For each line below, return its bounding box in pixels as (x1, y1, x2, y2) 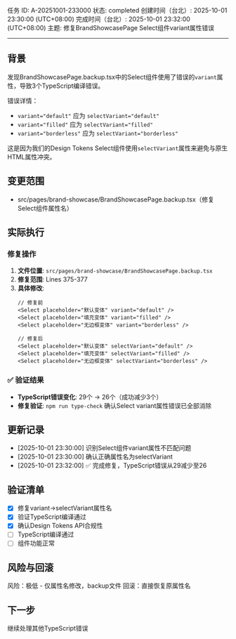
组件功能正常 (17, 539, 55, 548)
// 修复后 (17, 336, 44, 343)
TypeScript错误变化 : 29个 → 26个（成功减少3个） (17, 393, 163, 401)
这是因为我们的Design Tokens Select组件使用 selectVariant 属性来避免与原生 (7, 143, 228, 152)
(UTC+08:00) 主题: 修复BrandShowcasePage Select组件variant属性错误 (7, 24, 215, 32)
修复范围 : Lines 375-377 (17, 275, 88, 284)
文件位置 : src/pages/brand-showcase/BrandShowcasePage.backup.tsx (17, 266, 213, 275)
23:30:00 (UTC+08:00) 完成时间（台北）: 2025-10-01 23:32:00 (7, 15, 191, 23)
